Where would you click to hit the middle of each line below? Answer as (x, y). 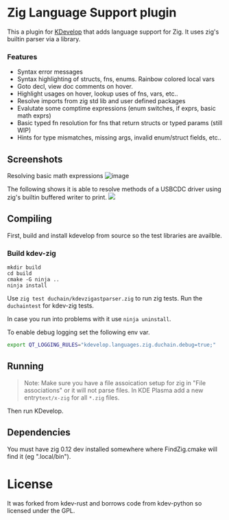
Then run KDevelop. (35, 411)
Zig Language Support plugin (92, 13)
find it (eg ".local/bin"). (39, 456)
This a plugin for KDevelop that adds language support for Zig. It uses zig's (113, 32)
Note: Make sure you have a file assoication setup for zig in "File (115, 382)
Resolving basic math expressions (55, 176)
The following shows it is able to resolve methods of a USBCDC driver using (114, 189)
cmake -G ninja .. (33, 280)
